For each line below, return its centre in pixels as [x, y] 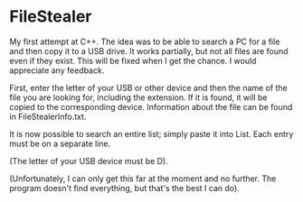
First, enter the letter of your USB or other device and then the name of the [148, 87]
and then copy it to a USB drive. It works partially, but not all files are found [149, 50]
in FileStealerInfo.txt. [48, 116]
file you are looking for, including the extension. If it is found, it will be [138, 97]
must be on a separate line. [60, 143]
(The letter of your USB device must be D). [89, 161]
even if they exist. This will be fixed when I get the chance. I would [133, 60]
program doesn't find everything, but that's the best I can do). [124, 188]
